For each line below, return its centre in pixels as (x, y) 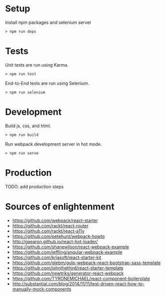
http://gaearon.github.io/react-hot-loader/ (55, 241)
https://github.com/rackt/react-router (50, 225)
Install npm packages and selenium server (48, 22)
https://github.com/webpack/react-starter (55, 220)
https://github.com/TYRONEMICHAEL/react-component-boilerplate (81, 278)
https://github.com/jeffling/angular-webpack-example (67, 252)
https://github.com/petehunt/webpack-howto (58, 236)
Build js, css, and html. (28, 126)
